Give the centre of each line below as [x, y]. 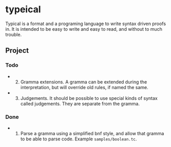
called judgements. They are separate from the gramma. [80, 103]
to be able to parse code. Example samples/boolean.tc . [79, 139]
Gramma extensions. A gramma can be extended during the [84, 82]
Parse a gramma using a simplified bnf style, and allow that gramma [92, 133]
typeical [23, 9]
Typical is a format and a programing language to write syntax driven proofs [85, 24]
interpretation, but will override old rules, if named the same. [84, 87]
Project [17, 50]
